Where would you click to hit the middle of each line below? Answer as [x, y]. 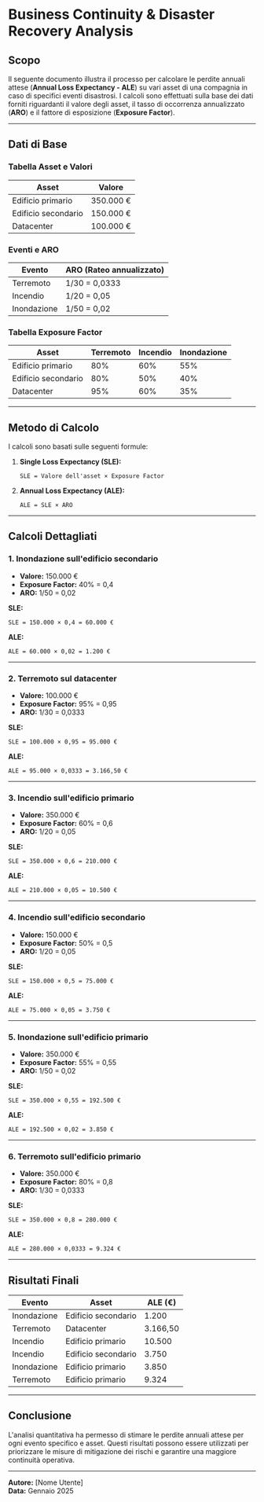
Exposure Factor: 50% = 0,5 [66, 943]
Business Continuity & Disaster [112, 15]
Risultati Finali [44, 1280]
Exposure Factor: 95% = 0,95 [68, 704]
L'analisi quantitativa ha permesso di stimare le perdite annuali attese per [126, 1434]
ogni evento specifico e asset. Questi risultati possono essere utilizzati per [128, 1443]
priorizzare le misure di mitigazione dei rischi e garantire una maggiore [123, 1451]
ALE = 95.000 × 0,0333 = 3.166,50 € [68, 771]
